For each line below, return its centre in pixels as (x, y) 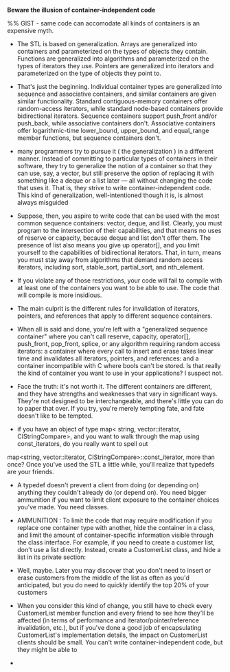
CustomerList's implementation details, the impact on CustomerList (112, 635)
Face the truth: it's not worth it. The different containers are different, (115, 386)
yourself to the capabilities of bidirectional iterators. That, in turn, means (119, 252)
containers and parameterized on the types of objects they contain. (112, 51)
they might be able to (47, 650)
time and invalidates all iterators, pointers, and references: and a (108, 358)
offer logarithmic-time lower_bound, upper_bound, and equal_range (113, 131)
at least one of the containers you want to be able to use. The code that (118, 288)
